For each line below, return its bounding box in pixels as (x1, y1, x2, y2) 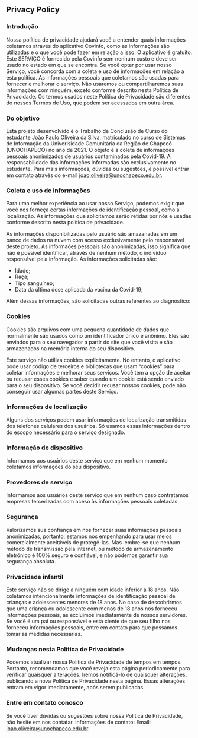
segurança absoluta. (6, 558, 56, 565)
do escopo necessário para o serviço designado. (6, 429, 125, 436)
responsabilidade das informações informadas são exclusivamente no (6, 159, 176, 166)
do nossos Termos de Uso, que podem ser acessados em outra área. (6, 99, 174, 106)
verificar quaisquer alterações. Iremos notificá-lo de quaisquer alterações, (6, 671, 187, 679)
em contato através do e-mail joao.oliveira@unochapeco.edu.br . (6, 172, 163, 179)
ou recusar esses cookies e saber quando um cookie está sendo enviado (6, 375, 184, 382)
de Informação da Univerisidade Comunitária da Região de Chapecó (6, 140, 173, 147)
